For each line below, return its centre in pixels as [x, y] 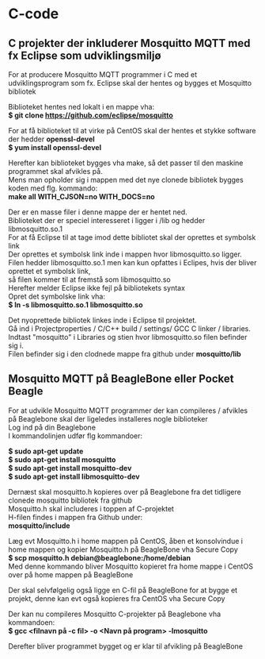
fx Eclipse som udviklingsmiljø [85, 55]
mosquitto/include [39, 526]
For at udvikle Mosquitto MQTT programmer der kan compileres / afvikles [128, 410]
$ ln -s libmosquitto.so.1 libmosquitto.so [76, 305]
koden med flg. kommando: [53, 188]
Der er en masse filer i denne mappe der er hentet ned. [98, 212]
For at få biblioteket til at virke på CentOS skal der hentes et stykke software [132, 131]
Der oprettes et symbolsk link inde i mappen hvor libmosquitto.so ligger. [125, 254]
